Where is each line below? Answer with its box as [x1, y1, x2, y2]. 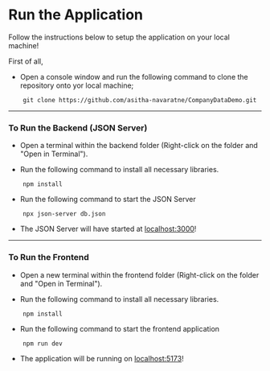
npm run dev [22, 340, 63, 348]
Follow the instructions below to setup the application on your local [8, 32, 231, 42]
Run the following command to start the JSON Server [19, 195, 197, 204]
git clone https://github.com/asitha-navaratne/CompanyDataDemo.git [22, 96, 257, 104]
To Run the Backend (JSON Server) [8, 122, 148, 134]
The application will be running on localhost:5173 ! [19, 353, 184, 363]
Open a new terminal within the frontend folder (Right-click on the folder [19, 270, 260, 279]
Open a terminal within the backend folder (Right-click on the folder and [19, 141, 259, 150]
